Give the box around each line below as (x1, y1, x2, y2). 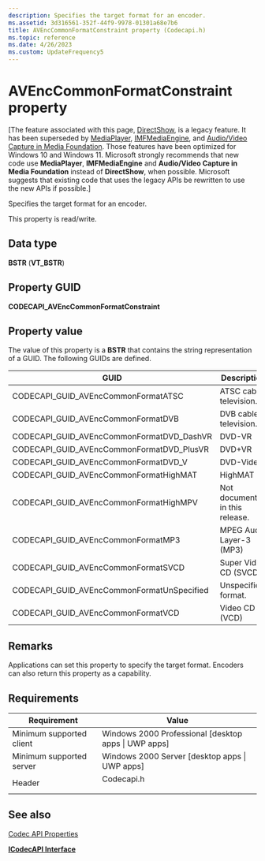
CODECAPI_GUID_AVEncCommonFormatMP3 (12, 535, 181, 546)
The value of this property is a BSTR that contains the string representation (8, 345, 252, 355)
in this (219, 502, 242, 513)
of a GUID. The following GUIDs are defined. (8, 354, 151, 363)
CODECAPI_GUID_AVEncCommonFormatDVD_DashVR (12, 431, 213, 442)
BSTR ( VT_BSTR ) (8, 258, 65, 267)
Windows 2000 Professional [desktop (102, 729, 243, 739)
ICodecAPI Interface (8, 844, 77, 854)
